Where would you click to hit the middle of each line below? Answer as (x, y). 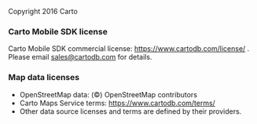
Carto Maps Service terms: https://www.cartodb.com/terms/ (117, 103)
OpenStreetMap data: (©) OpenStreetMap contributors (108, 94)
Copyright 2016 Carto (43, 11)
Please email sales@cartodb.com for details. (80, 57)
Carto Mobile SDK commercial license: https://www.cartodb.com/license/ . (129, 49)
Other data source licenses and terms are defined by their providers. (130, 111)
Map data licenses (44, 78)
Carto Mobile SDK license (58, 31)
